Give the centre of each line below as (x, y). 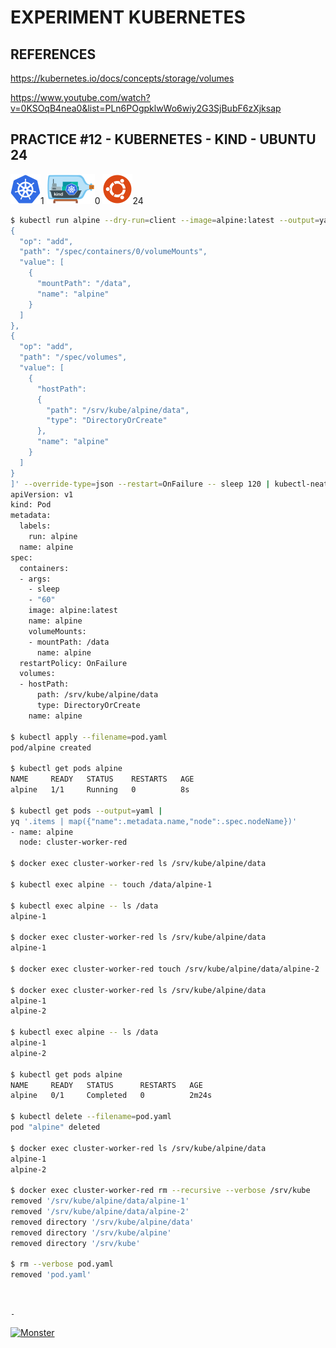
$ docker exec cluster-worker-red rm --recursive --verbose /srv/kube (160, 1191)
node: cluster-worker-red (73, 842)
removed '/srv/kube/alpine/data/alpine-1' (100, 1201)
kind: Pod (31, 505)
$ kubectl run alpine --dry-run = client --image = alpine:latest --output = (165, 220)
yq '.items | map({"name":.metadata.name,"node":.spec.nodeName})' (154, 821)
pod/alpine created (51, 747)
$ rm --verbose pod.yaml (62, 1264)
